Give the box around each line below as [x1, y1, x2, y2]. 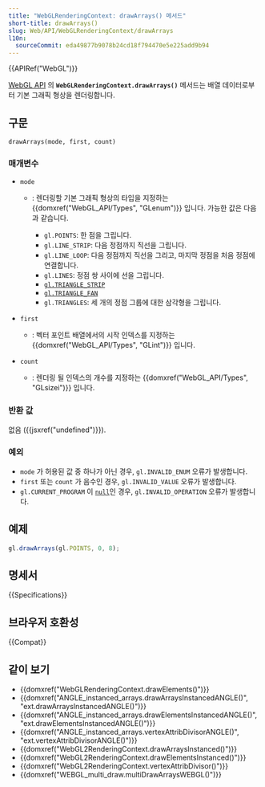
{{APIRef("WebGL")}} [8, 63, 78, 73]
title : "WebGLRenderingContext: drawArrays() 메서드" [8, 11, 187, 20]
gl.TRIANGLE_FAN [43, 290, 98, 298]
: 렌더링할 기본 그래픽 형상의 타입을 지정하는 [31, 194, 169, 203]
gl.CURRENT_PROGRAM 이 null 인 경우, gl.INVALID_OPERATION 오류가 [19, 487, 228, 496]
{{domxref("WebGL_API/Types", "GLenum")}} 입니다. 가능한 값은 [31, 203, 243, 213]
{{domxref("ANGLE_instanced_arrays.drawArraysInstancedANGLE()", [19, 692, 248, 703]
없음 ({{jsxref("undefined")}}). [8, 425, 106, 434]
